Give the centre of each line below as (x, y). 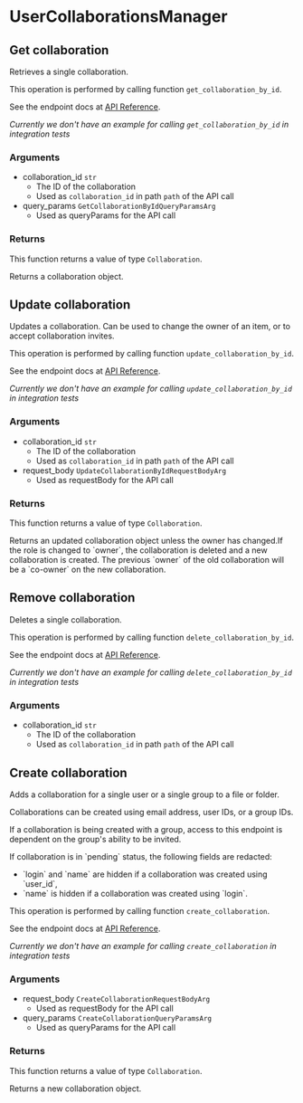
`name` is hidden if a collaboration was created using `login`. (135, 893)
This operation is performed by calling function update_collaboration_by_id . (151, 354)
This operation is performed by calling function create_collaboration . (140, 910)
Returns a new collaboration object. (76, 1089)
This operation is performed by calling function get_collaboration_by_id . (146, 89)
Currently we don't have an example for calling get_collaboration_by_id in (149, 124)
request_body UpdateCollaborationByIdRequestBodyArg (124, 470)
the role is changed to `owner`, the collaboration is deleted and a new (139, 550)
